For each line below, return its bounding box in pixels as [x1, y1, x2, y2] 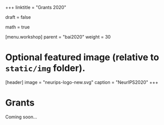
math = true [5, 24, 30, 30]
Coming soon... [5, 114, 37, 120]
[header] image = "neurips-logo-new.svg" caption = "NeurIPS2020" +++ [5, 79, 159, 85]
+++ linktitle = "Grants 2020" [5, 5, 67, 10]
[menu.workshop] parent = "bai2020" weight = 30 [5, 34, 111, 40]
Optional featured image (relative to [5, 52, 159, 63]
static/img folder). [5, 63, 86, 74]
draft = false [5, 14, 31, 20]
